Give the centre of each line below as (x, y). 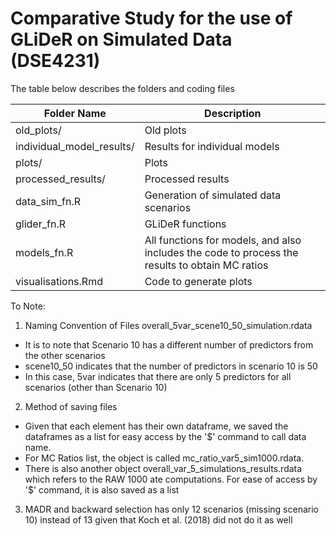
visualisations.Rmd (59, 281)
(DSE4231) (55, 61)
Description (233, 113)
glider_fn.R (40, 224)
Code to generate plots (198, 281)
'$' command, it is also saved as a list (102, 489)
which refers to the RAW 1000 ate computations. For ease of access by (171, 479)
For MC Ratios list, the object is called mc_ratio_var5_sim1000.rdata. (164, 458)
